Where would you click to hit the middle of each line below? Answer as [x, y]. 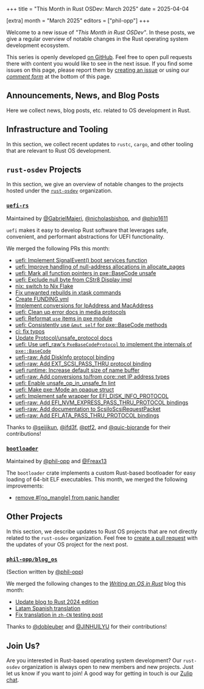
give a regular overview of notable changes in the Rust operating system [97, 39]
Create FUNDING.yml [42, 299]
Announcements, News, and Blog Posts [83, 96]
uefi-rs [18, 206]
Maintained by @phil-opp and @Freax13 [57, 461]
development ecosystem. [38, 45]
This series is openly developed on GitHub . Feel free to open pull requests [99, 57]
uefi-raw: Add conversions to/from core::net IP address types [92, 376]
